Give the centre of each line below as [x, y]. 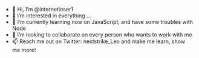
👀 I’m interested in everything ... [52, 16]
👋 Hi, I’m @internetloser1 [43, 9]
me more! [24, 50]
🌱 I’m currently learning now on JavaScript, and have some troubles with [103, 22]
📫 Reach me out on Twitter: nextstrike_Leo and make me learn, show [99, 41]
